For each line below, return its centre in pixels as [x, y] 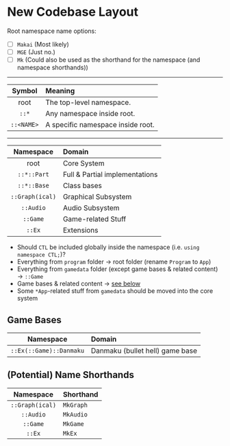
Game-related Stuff [94, 219]
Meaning [60, 91]
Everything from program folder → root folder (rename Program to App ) [114, 262]
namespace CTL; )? [41, 255]
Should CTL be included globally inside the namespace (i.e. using [108, 247]
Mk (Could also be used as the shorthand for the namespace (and [108, 60]
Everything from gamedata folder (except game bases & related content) [117, 269]
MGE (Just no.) [36, 52]
